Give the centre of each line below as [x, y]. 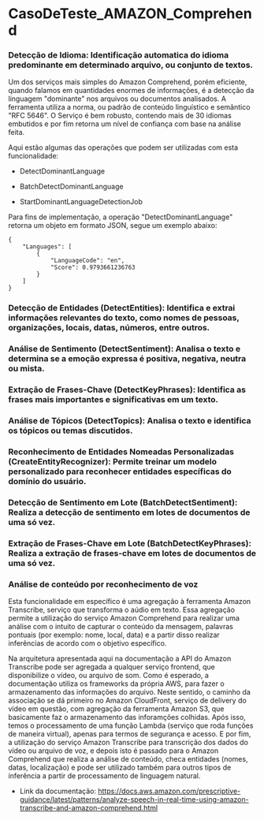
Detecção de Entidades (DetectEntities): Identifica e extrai [122, 308]
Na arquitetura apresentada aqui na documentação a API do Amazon [120, 658]
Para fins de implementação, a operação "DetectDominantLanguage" [121, 217]
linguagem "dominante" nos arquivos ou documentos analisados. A [117, 99]
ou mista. [26, 369]
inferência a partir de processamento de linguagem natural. [104, 776]
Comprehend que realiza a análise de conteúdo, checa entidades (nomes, [128, 759]
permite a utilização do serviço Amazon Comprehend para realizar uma [124, 618]
